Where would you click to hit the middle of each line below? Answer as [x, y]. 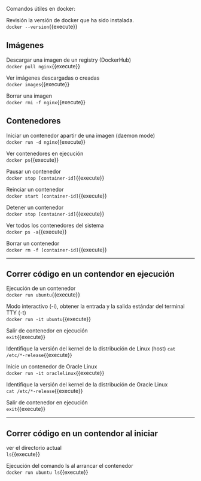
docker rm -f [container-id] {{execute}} [57, 249]
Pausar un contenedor [33, 171]
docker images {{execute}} [38, 84]
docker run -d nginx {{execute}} [46, 142]
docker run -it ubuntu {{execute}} [49, 319]
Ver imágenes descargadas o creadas [53, 78]
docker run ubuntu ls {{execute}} [47, 472]
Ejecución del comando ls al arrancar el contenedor [70, 466]
